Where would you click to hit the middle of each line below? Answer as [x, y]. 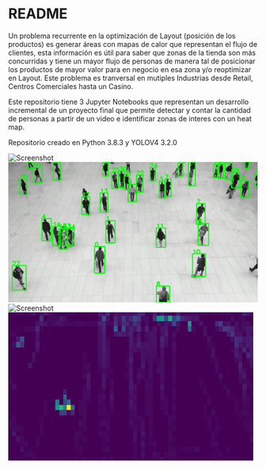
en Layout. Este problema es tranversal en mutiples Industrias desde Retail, [131, 78]
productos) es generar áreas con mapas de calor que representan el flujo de [133, 44]
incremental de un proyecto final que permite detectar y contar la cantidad [129, 110]
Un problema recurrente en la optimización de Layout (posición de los [122, 36]
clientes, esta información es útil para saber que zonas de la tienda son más [132, 52]
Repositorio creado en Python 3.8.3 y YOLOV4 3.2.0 [93, 142]
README [38, 14]
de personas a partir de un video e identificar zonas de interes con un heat [130, 118]
